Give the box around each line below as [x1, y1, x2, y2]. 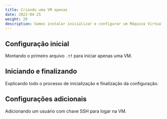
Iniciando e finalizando [5, 67, 77, 76]
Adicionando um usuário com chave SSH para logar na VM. [5, 108, 127, 114]
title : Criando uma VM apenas [5, 7, 68, 12]
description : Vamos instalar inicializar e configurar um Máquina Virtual [5, 21, 164, 26]
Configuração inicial [5, 39, 70, 48]
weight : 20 [5, 16, 28, 21]
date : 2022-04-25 [5, 12, 41, 17]
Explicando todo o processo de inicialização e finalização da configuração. [5, 80, 159, 86]
